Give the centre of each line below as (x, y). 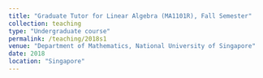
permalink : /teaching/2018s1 (58, 39)
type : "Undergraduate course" (60, 31)
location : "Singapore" (47, 62)
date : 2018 (27, 54)
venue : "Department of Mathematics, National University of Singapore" (132, 46)
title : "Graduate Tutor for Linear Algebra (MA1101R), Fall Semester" (130, 16)
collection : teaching (45, 24)
